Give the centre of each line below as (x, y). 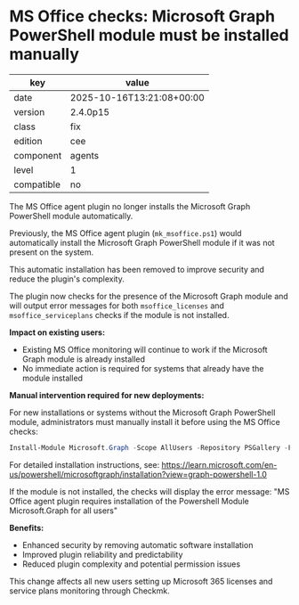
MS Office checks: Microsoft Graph (142, 16)
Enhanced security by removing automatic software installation (137, 544)
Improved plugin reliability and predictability (102, 554)
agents (85, 155)
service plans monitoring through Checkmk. (90, 591)
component (38, 155)
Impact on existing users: (57, 332)
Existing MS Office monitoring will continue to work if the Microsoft (145, 349)
